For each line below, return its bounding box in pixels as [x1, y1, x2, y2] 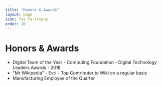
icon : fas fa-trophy [5, 16, 49, 21]
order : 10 [5, 21, 26, 26]
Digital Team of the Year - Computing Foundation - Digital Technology [12, 59, 157, 65]
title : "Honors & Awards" [5, 7, 59, 12]
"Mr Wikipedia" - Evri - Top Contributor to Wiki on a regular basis [12, 70, 147, 76]
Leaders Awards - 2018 [12, 64, 61, 70]
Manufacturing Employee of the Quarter [12, 75, 95, 81]
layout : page [5, 12, 33, 17]
